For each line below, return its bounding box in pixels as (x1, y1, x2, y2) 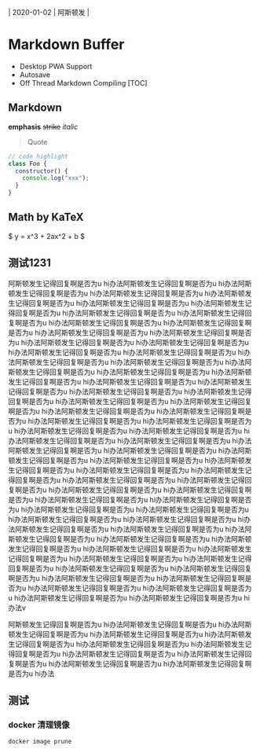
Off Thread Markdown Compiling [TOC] (19, 78, 148, 87)
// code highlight (8, 152, 68, 160)
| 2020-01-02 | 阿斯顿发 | (8, 8, 90, 17)
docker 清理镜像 (8, 719, 70, 730)
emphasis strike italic (8, 122, 79, 131)
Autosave (19, 70, 51, 79)
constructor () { (15, 167, 68, 175)
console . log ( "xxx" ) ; (22, 174, 90, 182)
